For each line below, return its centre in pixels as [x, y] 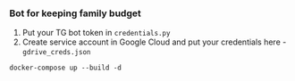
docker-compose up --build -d [66, 68]
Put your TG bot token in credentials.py [96, 33]
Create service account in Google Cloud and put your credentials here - [154, 42]
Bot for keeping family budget [75, 13]
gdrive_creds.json [56, 53]
